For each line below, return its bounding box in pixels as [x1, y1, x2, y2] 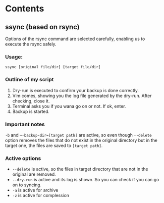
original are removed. [12, 171, 56, 177]
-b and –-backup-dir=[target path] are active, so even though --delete [5, 132, 152, 138]
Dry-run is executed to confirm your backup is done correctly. [12, 87, 139, 93]
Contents [5, 3, 45, 14]
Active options [5, 154, 41, 161]
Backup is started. [12, 108, 50, 114]
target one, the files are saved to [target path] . [5, 142, 103, 149]
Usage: [5, 53, 23, 60]
